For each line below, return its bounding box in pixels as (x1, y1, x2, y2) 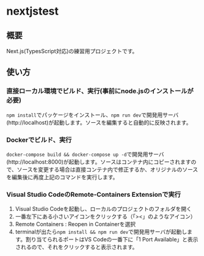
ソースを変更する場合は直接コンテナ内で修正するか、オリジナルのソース (16, 166, 199, 173)
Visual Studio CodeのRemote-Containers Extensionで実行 (6, 190, 181, 199)
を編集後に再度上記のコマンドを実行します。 (6, 173, 118, 181)
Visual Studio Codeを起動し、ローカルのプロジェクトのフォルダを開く (15, 205, 192, 213)
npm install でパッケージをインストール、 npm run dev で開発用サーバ (6, 111, 179, 119)
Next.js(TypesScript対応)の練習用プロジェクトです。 (6, 48, 138, 54)
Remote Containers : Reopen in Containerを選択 (15, 221, 136, 228)
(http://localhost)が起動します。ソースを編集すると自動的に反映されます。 (6, 119, 192, 126)
